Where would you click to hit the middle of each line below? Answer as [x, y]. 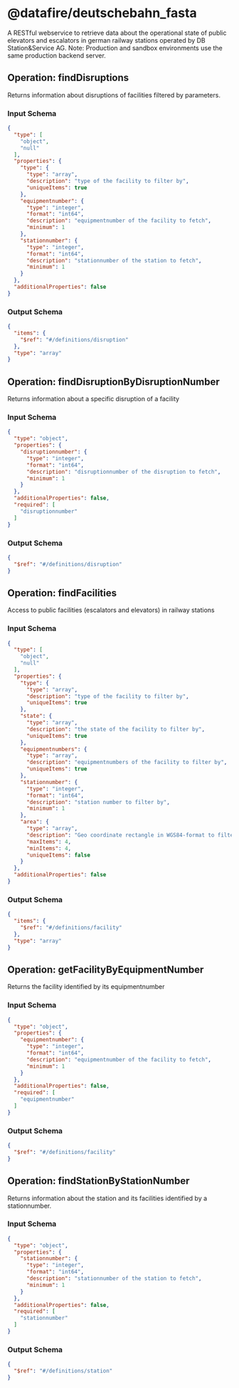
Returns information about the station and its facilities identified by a [107, 1198]
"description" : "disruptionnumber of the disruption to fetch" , [123, 472]
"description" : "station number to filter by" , [98, 802]
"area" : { [35, 822]
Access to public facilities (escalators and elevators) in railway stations [111, 610]
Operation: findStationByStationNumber [99, 1181]
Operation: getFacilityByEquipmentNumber [106, 969]
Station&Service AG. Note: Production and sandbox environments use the [115, 48]
